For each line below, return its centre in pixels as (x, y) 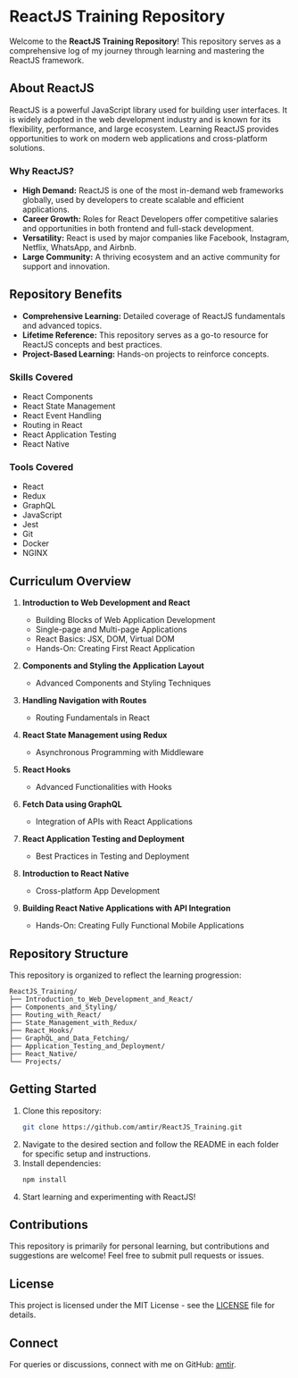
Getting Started (53, 1089)
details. (23, 1315)
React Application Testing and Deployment (103, 839)
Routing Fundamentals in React (92, 718)
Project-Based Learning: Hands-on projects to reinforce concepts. (145, 354)
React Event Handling (62, 416)
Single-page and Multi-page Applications (111, 630)
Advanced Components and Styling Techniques (123, 683)
